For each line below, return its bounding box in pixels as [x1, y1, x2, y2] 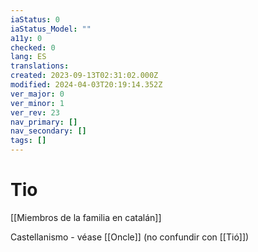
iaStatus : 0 [10, 14, 60, 25]
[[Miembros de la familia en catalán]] [10, 211, 162, 223]
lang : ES [10, 52, 47, 62]
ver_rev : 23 [10, 107, 60, 118]
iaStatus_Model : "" [10, 24, 92, 34]
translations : [10, 61, 70, 71]
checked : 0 [10, 42, 56, 53]
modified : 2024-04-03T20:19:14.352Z [10, 80, 163, 90]
